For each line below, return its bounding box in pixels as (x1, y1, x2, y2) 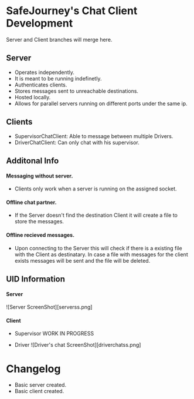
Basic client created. (14, 388, 64, 395)
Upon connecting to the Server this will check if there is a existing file (14, 244, 183, 252)
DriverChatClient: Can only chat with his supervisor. (14, 139, 139, 146)
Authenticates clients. (14, 81, 67, 88)
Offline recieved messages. (6, 231, 75, 239)
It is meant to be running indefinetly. (14, 75, 102, 82)
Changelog (6, 362, 61, 375)
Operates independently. (14, 69, 75, 76)
